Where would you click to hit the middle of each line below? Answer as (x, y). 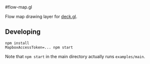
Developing (23, 32)
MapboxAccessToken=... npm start (39, 47)
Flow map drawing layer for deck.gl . (41, 16)
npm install (17, 43)
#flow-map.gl (19, 7)
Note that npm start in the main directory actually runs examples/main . (75, 56)
